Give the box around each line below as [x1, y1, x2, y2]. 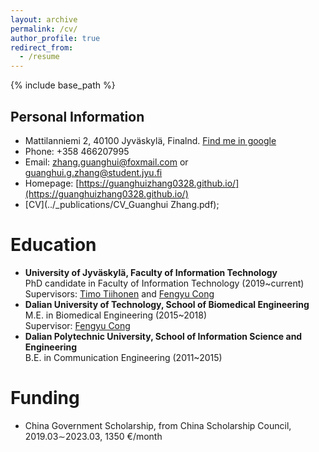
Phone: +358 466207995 [24, 145, 130, 157]
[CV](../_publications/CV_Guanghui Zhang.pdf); [24, 198, 220, 210]
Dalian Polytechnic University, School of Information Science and [24, 330, 303, 342]
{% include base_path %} [10, 79, 116, 91]
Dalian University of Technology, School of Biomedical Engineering [24, 298, 310, 310]
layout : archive [10, 14, 78, 25]
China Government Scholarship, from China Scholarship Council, [24, 419, 292, 431]
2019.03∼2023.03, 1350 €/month [24, 430, 163, 442]
